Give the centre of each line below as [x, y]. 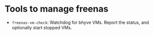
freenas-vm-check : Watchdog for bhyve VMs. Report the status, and [80, 22]
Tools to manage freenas [57, 9]
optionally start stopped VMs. [42, 27]
